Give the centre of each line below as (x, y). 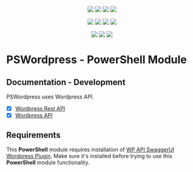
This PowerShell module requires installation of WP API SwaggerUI (90, 150)
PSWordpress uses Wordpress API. (50, 97)
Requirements (33, 135)
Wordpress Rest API (40, 108)
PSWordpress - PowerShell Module (96, 60)
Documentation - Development (66, 82)
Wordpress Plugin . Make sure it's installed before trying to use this (90, 156)
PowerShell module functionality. (48, 162)
